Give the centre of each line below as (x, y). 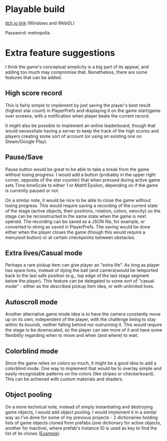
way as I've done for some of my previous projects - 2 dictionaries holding (82, 417)
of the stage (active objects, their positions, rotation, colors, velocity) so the (83, 210)
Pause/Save (24, 157)
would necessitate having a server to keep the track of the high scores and (82, 130)
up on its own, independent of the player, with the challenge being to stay (81, 319)
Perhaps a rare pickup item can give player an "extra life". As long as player (83, 265)
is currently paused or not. (32, 190)
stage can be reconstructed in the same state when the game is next (76, 216)
